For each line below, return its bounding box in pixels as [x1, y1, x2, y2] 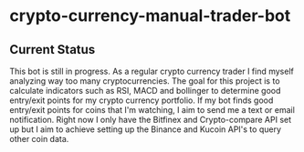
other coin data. [9, 134, 69, 144]
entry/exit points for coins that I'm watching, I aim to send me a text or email [9, 105, 295, 115]
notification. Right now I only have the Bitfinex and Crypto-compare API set [9, 115, 292, 125]
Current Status [9, 42, 96, 57]
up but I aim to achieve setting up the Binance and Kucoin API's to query [9, 124, 281, 135]
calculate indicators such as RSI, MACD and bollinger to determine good [9, 86, 281, 96]
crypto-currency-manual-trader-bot [9, 5, 291, 26]
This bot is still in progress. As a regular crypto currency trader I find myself [9, 66, 294, 76]
